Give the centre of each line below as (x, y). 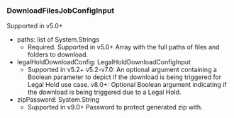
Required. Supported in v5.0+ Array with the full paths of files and (124, 47)
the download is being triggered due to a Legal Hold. (104, 92)
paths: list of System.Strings (58, 40)
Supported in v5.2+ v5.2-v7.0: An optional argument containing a (122, 70)
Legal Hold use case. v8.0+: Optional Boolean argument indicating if (127, 85)
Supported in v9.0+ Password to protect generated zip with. (115, 107)
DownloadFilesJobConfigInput (61, 11)
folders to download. (58, 54)
